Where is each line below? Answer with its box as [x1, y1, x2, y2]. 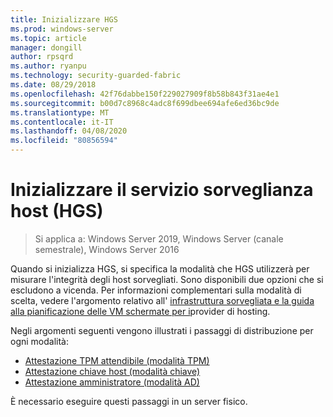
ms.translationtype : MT [10, 107, 110, 118]
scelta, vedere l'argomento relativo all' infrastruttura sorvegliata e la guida [10, 294, 315, 306]
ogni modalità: [10, 335, 69, 347]
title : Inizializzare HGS [10, 14, 118, 25]
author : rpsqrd [10, 52, 74, 62]
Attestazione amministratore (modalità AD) [24, 376, 200, 388]
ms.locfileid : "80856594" [10, 136, 118, 146]
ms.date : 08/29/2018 [10, 80, 97, 90]
